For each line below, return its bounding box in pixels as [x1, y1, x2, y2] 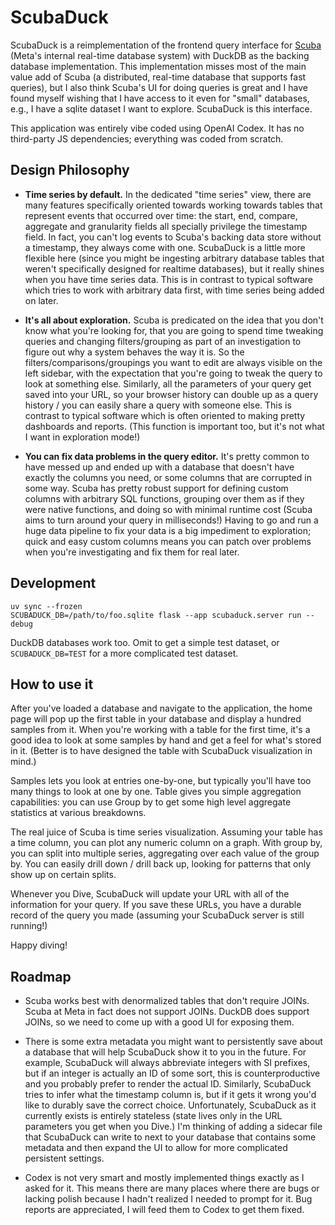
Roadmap [10, 968, 72, 985]
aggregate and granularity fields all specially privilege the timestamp [24, 220, 308, 232]
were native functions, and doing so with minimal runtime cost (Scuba [24, 503, 313, 515]
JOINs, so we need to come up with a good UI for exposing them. [24, 1016, 295, 1028]
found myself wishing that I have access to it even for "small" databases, [10, 92, 310, 104]
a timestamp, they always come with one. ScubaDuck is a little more [24, 241, 306, 253]
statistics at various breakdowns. [10, 807, 147, 819]
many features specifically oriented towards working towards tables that [24, 199, 323, 211]
